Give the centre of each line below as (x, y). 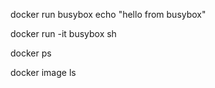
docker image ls (43, 72)
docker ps (31, 53)
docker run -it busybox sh (63, 33)
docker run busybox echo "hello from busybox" (108, 14)
